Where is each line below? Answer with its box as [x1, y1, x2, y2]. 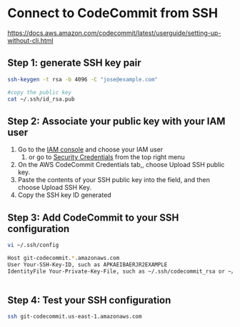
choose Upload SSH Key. [17, 183, 91, 192]
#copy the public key [7, 89, 72, 96]
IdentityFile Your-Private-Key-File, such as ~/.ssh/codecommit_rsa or [7, 268, 225, 275]
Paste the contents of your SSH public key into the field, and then [17, 176, 211, 184]
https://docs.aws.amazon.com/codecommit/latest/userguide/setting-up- [7, 29, 221, 37]
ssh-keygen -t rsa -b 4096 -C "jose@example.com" [7, 76, 159, 83]
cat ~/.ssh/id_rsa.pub [7, 95, 75, 103]
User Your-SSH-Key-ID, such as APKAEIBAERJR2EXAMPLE [7, 261, 168, 268]
